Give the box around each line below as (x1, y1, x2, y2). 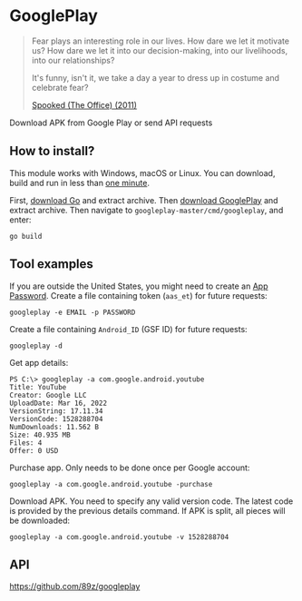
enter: (9, 214, 32, 225)
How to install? (9, 143, 95, 159)
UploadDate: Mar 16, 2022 (9, 399, 107, 408)
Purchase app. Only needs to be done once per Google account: (9, 462, 250, 473)
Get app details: (9, 357, 69, 368)
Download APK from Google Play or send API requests (9, 117, 213, 128)
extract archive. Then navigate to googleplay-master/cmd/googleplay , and (9, 204, 284, 215)
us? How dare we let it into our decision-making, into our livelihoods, (31, 44, 288, 55)
